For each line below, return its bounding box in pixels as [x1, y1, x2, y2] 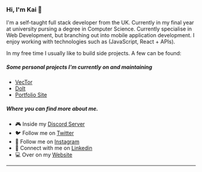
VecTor [14, 79, 33, 86]
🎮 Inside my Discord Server [14, 120, 85, 128]
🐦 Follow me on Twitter [14, 129, 74, 137]
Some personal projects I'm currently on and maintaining [6, 63, 153, 71]
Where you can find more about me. [6, 105, 99, 112]
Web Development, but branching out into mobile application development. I [6, 32, 195, 39]
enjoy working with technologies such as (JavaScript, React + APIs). [6, 38, 176, 46]
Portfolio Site [14, 91, 47, 98]
